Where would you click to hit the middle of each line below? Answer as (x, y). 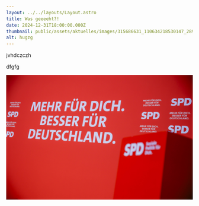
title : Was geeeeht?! (33, 19)
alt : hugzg (20, 38)
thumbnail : (20, 31)
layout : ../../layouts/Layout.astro (51, 12)
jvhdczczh (19, 55)
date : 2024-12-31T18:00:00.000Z (46, 25)
